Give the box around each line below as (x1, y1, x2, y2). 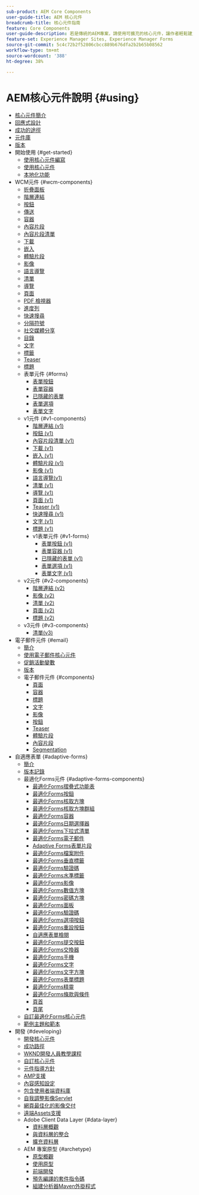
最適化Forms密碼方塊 (32, 894, 85, 902)
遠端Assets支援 (23, 1109, 62, 1117)
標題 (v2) (32, 614, 54, 621)
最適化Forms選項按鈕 (32, 916, 85, 924)
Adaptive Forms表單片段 (32, 842, 92, 849)
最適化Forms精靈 (32, 984, 74, 991)
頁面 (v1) (32, 497, 54, 504)
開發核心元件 (23, 1035, 55, 1042)
